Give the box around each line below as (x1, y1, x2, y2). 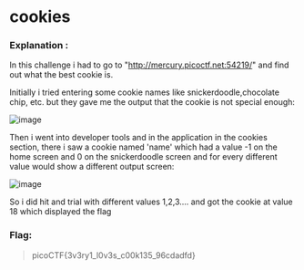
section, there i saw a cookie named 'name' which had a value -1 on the (9, 141, 278, 152)
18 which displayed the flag (9, 206, 112, 217)
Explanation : (9, 39, 69, 52)
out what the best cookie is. (9, 69, 114, 80)
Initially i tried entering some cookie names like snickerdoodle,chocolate (9, 87, 280, 98)
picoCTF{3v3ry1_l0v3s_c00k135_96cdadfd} (31, 249, 196, 261)
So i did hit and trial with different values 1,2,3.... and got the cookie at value (9, 196, 293, 207)
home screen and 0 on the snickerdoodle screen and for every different (9, 151, 278, 162)
